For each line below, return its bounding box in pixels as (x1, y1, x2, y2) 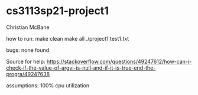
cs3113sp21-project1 (6, 4, 109, 18)
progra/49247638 (6, 70, 50, 77)
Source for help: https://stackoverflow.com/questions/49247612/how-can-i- (6, 58, 192, 65)
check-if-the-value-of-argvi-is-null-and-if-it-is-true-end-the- (6, 64, 156, 71)
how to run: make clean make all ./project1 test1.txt (6, 35, 129, 42)
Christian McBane (6, 24, 50, 31)
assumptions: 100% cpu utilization (6, 81, 90, 89)
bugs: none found (6, 46, 50, 54)
